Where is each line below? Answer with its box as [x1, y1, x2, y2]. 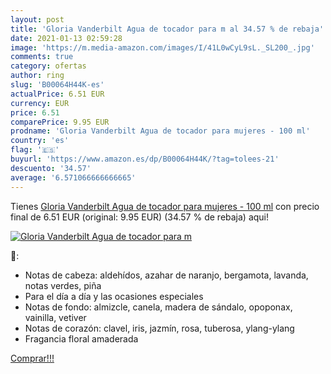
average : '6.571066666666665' [10, 172, 137, 183]
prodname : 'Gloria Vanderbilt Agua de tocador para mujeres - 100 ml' [10, 126, 311, 136]
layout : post [10, 14, 65, 25]
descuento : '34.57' [10, 163, 92, 173]
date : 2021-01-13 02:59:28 [10, 33, 123, 43]
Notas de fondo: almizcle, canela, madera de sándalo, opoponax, [24, 301, 293, 313]
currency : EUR [10, 98, 70, 108]
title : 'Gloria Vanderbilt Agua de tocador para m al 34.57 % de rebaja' [10, 24, 325, 34]
